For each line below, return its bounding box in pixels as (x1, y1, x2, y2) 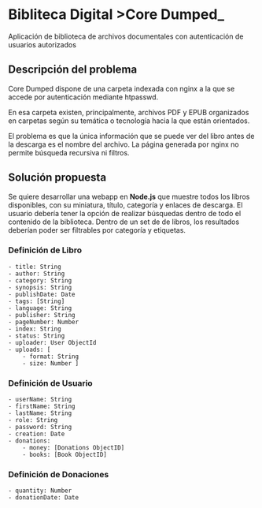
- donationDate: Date (8, 494, 79, 502)
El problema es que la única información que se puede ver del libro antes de (8, 131, 255, 140)
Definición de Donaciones (8, 469, 109, 480)
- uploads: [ (8, 346, 51, 353)
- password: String (8, 424, 72, 431)
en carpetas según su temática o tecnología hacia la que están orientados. (8, 116, 250, 125)
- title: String (8, 263, 61, 271)
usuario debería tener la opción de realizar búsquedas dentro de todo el (8, 208, 242, 218)
